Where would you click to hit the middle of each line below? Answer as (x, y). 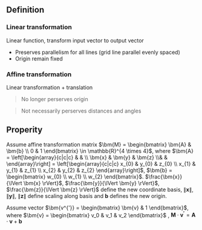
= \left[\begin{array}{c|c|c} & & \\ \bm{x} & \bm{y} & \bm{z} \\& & (87, 157)
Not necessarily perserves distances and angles (81, 111)
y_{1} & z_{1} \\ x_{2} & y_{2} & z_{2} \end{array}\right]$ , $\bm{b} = (90, 170)
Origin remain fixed (39, 58)
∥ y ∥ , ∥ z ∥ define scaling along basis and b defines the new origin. (87, 195)
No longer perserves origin (55, 99)
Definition (25, 10)
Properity (24, 130)
